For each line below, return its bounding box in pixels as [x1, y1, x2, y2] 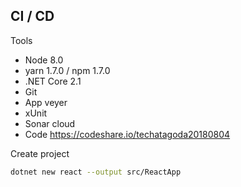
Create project [10, 147, 70, 159]
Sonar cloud [24, 117, 76, 129]
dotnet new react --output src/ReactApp [10, 167, 182, 177]
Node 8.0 [24, 54, 64, 66]
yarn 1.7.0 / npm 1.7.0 [24, 64, 111, 76]
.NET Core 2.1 [24, 75, 82, 87]
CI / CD [10, 8, 55, 25]
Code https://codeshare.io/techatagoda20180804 [24, 128, 231, 140]
